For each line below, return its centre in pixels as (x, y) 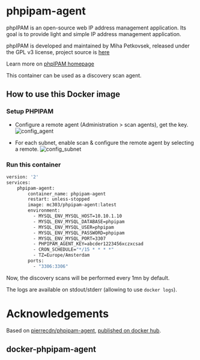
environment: (44, 211)
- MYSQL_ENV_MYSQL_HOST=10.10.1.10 (77, 216)
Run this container (34, 165)
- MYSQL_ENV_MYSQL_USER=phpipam (73, 227)
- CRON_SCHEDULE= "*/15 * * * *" (73, 250)
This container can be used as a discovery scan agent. (74, 75)
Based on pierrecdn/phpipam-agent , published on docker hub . (83, 330)
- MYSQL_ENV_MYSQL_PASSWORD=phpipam (79, 233)
